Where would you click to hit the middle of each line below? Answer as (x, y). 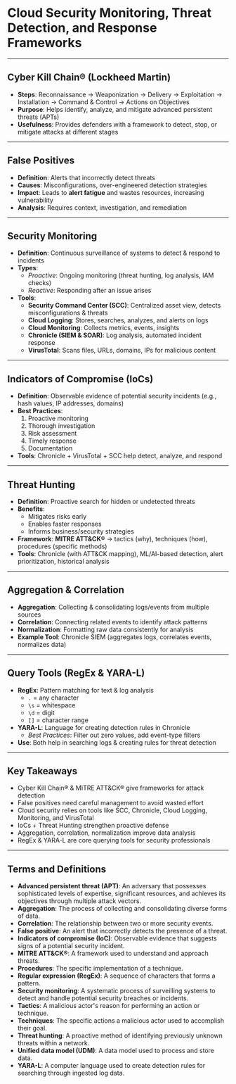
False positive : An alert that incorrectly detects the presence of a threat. (122, 931)
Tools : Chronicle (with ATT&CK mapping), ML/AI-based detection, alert (120, 554)
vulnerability (35, 200)
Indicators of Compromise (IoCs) (80, 379)
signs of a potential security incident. (71, 946)
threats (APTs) (38, 117)
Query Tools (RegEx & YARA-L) (76, 673)
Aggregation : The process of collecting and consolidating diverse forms (122, 909)
